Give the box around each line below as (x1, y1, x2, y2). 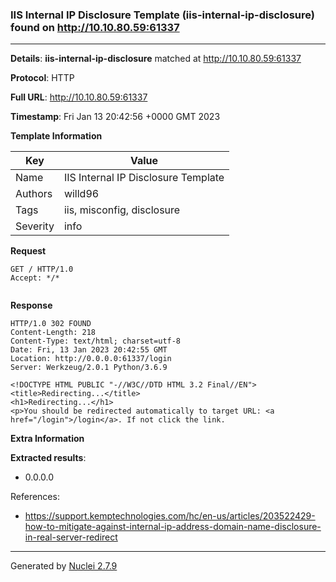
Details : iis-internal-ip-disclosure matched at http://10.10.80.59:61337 (10, 53, 302, 65)
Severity (15, 219, 55, 233)
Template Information (10, 130, 103, 142)
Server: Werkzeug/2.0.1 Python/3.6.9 (10, 363, 168, 373)
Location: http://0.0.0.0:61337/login (10, 354, 172, 364)
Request (10, 245, 47, 257)
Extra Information (10, 433, 85, 445)
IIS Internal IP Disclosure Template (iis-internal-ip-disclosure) (10, 8, 316, 22)
